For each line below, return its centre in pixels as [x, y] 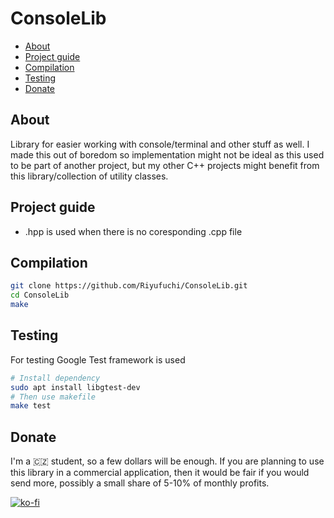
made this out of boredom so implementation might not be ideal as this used [167, 154]
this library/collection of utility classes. [89, 176]
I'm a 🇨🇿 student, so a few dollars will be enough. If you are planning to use [167, 461]
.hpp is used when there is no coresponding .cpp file [133, 231]
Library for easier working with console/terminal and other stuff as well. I [160, 144]
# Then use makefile [53, 397]
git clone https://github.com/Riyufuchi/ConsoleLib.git [129, 286]
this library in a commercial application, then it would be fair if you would [160, 473]
